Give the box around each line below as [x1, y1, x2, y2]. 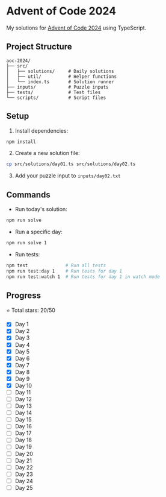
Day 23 [14, 470, 33, 478]
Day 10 [14, 382, 32, 389]
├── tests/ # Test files [6, 89, 101, 95]
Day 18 [14, 436, 32, 444]
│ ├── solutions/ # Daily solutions [6, 68, 114, 74]
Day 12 [14, 396, 32, 402]
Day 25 [14, 484, 33, 491]
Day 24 [14, 477, 33, 484]
